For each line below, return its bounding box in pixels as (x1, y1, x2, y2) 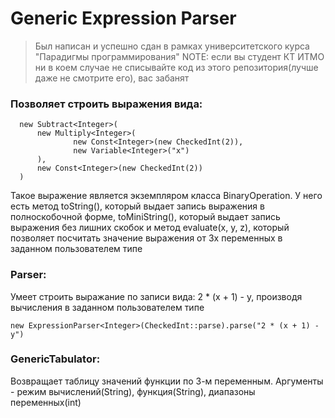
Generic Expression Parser (10, 7, 237, 30)
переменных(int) (10, 396, 82, 408)
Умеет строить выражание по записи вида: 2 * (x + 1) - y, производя (10, 290, 303, 302)
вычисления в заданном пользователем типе (10, 301, 205, 313)
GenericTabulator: (10, 352, 101, 366)
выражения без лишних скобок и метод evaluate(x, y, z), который (10, 222, 290, 234)
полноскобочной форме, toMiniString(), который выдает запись (10, 211, 281, 223)
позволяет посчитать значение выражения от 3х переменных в (10, 232, 283, 244)
